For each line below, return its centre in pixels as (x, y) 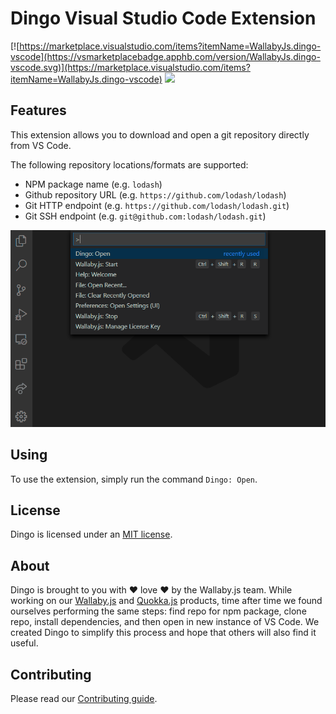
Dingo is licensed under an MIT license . (91, 534)
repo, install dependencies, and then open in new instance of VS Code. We (165, 622)
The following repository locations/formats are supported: (129, 164)
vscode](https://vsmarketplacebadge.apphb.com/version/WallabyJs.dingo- (165, 56)
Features (38, 110)
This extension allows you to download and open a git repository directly (160, 134)
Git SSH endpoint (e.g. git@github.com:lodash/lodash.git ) (145, 216)
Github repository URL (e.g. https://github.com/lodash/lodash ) (155, 194)
